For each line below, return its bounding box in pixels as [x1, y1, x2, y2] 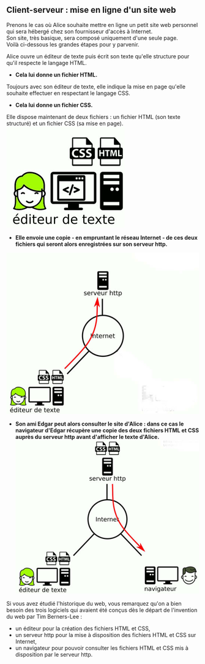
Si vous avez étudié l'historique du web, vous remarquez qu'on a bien [6, 600, 182, 608]
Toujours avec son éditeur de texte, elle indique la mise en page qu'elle [6, 83, 185, 90]
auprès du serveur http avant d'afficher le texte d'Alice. [15, 433, 160, 440]
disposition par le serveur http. [15, 651, 93, 658]
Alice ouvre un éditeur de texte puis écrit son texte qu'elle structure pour [6, 52, 190, 60]
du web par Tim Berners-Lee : [6, 613, 83, 620]
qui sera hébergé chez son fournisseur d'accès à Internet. [6, 28, 153, 35]
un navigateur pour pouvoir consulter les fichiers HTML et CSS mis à [15, 644, 188, 652]
